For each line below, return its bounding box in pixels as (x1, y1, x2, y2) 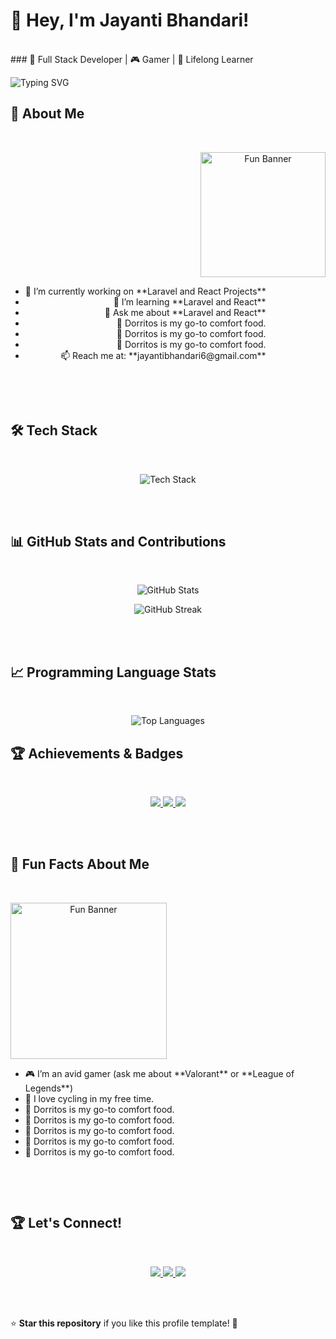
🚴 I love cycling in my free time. (24, 1092, 155, 1104)
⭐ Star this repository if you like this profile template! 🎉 (10, 1317, 238, 1329)
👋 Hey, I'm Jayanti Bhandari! (10, 9, 250, 32)
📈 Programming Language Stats (10, 664, 217, 681)
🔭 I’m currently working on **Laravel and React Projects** (24, 285, 267, 297)
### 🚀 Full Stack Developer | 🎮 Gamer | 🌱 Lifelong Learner (10, 53, 254, 65)
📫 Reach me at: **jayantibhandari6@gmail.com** (60, 349, 267, 361)
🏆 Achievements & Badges (10, 745, 184, 762)
